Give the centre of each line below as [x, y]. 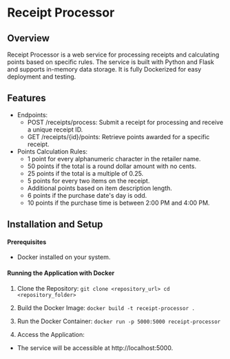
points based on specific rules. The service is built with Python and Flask [111, 62]
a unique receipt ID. [55, 130]
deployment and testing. [42, 76]
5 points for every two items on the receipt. [88, 181]
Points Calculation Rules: [52, 151]
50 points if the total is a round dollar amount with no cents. [112, 166]
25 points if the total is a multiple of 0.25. [85, 173]
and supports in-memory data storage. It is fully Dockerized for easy [104, 69]
